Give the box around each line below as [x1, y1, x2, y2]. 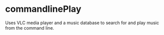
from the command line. [5, 25, 54, 31]
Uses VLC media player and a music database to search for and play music [5, 20, 160, 26]
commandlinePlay [5, 3, 81, 15]
